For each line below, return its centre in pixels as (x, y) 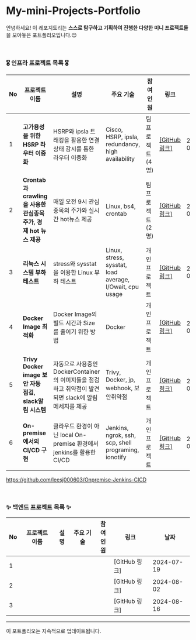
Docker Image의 (75, 314)
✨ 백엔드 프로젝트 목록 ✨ (38, 507)
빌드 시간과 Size (74, 323)
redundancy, (123, 144)
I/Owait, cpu (122, 287)
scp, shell (119, 443)
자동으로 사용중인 (76, 364)
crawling (35, 196)
